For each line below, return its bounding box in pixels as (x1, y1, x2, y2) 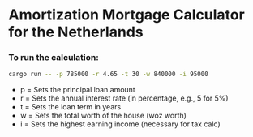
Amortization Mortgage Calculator (8, 6, 245, 24)
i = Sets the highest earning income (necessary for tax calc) (19, 119, 221, 129)
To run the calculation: (8, 52, 99, 63)
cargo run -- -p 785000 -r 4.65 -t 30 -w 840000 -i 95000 (8, 71, 208, 79)
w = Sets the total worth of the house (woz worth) (19, 111, 187, 121)
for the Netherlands (8, 23, 144, 41)
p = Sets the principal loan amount (19, 85, 135, 95)
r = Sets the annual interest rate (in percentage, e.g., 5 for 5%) (19, 93, 229, 103)
